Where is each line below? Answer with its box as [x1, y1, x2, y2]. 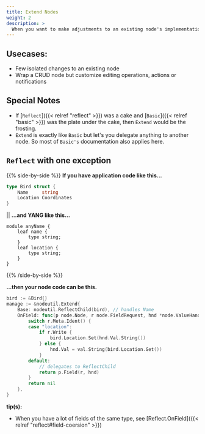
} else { [38, 340, 62, 347]
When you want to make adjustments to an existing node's [12, 26, 163, 32]
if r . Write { [38, 329, 72, 336]
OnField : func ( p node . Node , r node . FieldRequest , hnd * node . [17, 312, 176, 318]
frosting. [15, 125, 37, 132]
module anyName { [6, 224, 51, 230]
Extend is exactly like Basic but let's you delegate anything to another [15, 131, 189, 138]
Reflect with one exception [6, 155, 112, 166]
